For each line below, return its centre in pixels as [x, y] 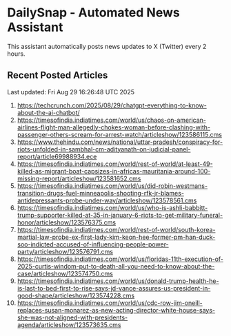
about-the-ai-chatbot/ [49, 112]
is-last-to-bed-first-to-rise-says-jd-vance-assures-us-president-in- [114, 288]
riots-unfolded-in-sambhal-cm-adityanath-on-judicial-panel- [104, 149]
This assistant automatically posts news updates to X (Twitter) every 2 [107, 46]
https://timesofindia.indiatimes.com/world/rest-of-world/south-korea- [116, 229]
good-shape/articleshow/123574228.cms [76, 295]
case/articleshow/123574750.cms [65, 273]
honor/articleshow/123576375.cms [66, 222]
